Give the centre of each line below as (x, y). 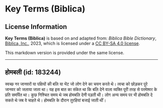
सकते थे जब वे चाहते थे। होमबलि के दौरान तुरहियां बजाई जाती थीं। (56, 100)
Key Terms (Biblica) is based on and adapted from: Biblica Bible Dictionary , (81, 38)
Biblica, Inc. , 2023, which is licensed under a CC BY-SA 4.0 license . (73, 43)
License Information (36, 27)
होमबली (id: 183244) (33, 73)
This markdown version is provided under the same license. (65, 53)
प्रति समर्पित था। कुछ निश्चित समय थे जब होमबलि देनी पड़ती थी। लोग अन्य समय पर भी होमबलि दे (79, 94)
